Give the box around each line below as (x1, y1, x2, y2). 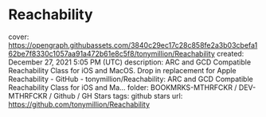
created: (216, 49, 244, 58)
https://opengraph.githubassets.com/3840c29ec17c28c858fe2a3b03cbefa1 (8, 40, 258, 49)
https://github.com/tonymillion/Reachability (8, 99, 150, 109)
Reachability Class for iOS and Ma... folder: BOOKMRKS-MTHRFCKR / (8, 82, 237, 92)
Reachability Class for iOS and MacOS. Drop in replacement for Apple (8, 65, 237, 75)
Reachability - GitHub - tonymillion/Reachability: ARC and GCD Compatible (8, 74, 253, 84)
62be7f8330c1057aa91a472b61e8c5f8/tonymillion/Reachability (8, 49, 215, 58)
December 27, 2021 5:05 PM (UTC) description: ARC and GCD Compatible (8, 57, 252, 67)
